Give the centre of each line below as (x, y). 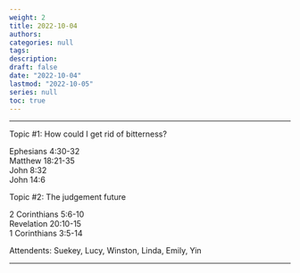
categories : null (42, 42)
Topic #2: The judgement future (68, 197)
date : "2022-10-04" (46, 76)
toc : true (28, 100)
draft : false (33, 68)
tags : (19, 51)
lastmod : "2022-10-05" (51, 84)
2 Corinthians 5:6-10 (47, 214)
